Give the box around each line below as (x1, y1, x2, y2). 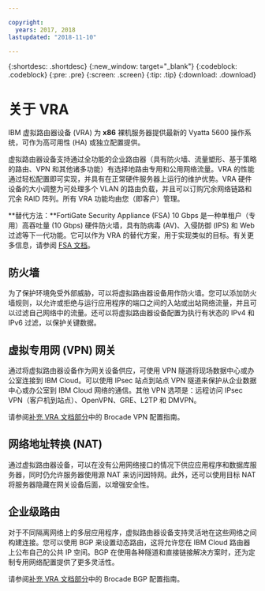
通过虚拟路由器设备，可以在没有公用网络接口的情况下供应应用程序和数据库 (8, 460, 250, 469)
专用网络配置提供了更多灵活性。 (14, 557, 119, 567)
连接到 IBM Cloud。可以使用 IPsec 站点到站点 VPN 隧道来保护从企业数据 (21, 375, 257, 385)
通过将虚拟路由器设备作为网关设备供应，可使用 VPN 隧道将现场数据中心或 (8, 365, 248, 375)
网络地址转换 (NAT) (8, 438, 103, 451)
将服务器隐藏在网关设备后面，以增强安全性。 (8, 480, 154, 489)
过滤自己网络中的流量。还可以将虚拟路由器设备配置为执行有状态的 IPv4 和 (14, 308, 255, 318)
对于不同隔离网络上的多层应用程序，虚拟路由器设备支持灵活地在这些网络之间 (8, 527, 257, 537)
